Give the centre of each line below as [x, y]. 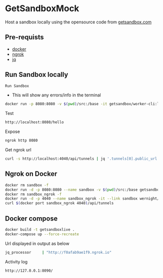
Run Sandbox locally [37, 75]
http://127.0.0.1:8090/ [29, 271]
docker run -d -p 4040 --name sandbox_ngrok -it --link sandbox [71, 199]
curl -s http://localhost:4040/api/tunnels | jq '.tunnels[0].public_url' [82, 159]
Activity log [16, 261]
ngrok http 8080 [21, 141]
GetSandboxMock [42, 9]
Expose [13, 131]
